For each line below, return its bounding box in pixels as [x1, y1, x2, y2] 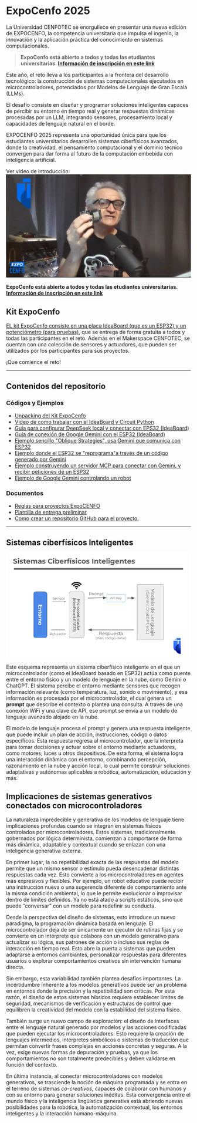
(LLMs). [6, 90, 25, 97]
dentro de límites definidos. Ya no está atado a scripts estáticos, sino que [6, 896, 183, 903]
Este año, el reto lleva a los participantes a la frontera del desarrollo [6, 71, 169, 78]
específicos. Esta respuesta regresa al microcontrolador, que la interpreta [6, 737, 184, 744]
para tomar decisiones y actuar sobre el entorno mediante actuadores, [6, 743, 177, 750]
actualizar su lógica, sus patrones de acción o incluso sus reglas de [6, 939, 169, 946]
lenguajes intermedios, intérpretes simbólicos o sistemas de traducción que [6, 1036, 189, 1043]
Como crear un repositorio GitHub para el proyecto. [14, 515, 139, 522]
